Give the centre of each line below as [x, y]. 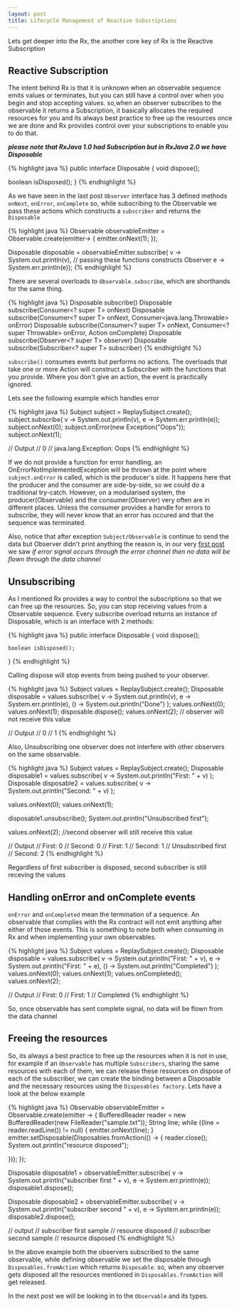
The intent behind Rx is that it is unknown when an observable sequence [115, 88]
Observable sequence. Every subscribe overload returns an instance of [113, 614]
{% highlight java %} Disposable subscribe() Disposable [90, 302]
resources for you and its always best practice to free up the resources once [120, 118]
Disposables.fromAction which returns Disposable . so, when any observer [116, 1266]
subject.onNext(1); [35, 435]
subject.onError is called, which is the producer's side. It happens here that [119, 477]
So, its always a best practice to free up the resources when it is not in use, [118, 1055]
